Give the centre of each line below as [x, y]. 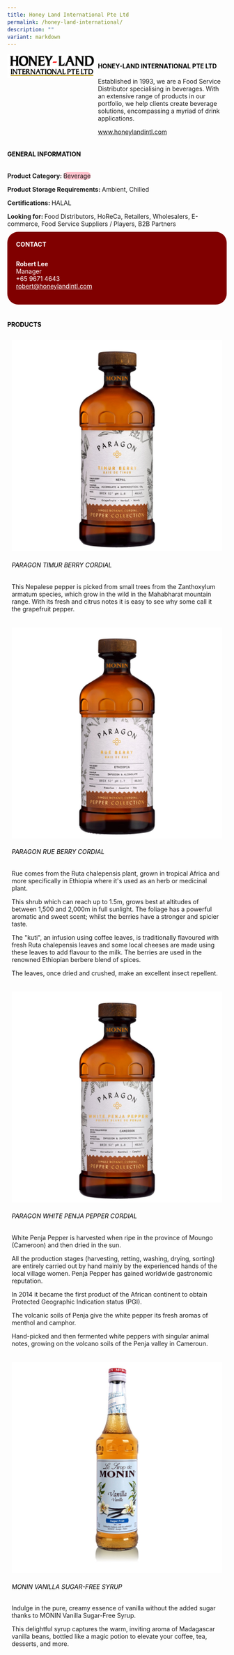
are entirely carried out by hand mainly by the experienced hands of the [115, 1266]
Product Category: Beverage [49, 176]
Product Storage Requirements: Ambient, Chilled [78, 189]
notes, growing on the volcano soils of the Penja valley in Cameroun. [110, 1344]
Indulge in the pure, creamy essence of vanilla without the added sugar [114, 1608]
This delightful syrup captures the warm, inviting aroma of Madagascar [114, 1629]
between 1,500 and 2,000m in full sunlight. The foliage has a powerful [112, 909]
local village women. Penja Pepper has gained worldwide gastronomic [112, 1274]
